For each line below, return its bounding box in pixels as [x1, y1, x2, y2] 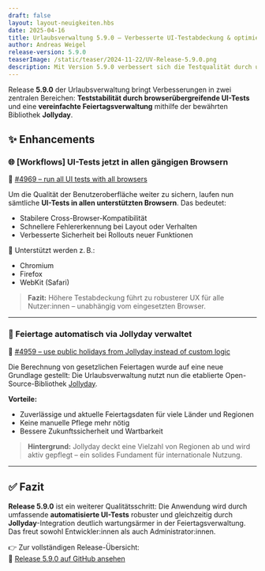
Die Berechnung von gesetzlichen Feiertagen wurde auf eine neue [8, 361, 223, 372]
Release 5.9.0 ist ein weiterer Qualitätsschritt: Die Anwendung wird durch [8, 501, 248, 511]
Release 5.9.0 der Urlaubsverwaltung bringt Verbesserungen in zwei [8, 85, 232, 94]
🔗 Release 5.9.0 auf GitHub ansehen [8, 554, 126, 563]
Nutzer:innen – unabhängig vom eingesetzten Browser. [27, 301, 207, 311]
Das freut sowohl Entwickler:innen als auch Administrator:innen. [8, 527, 216, 536]
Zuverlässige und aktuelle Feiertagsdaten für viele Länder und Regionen [19, 409, 255, 419]
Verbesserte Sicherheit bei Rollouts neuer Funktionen [19, 230, 193, 240]
